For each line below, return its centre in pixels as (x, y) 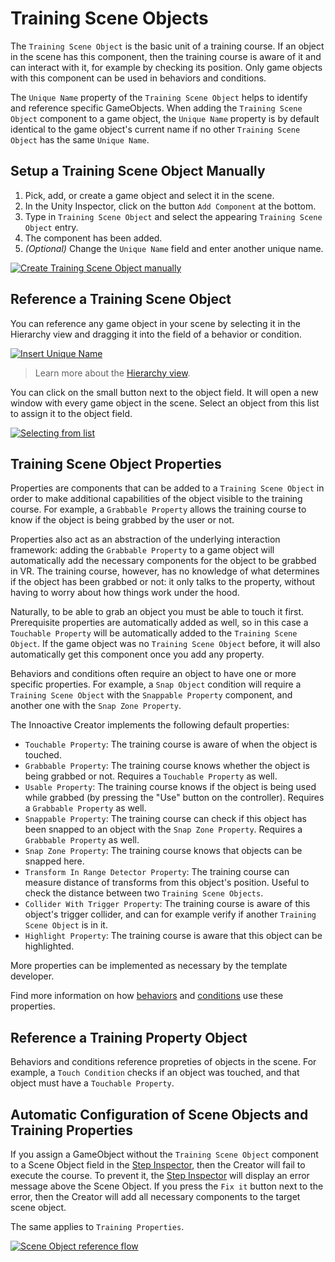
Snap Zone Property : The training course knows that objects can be (163, 851)
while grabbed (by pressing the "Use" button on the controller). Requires (174, 798)
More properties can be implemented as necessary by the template (149, 966)
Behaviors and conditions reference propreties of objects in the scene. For (163, 1062)
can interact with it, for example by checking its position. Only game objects (166, 67)
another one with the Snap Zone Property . (96, 706)
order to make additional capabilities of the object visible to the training (156, 499)
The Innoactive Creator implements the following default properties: (150, 725)
